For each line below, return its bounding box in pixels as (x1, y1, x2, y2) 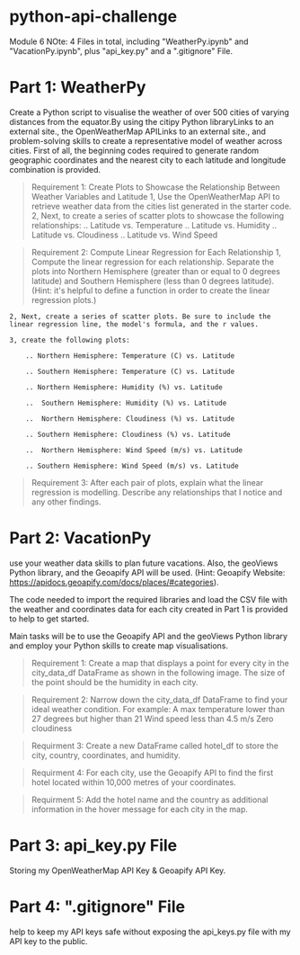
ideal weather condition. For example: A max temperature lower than (31, 703, 286, 714)
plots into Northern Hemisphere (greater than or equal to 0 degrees (31, 265, 281, 276)
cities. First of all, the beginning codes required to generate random (9, 145, 260, 156)
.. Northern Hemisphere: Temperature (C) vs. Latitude (25, 351, 235, 361)
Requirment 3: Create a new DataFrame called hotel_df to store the (31, 740, 278, 751)
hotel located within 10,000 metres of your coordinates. (31, 776, 236, 788)
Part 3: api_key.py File (9, 835, 178, 855)
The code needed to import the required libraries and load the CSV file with (9, 594, 288, 604)
